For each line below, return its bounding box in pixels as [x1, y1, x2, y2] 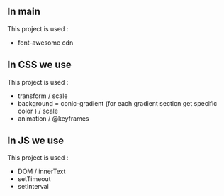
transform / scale [17, 92, 68, 100]
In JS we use [7, 135, 65, 147]
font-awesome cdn [17, 38, 74, 47]
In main [7, 6, 41, 18]
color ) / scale [17, 107, 59, 115]
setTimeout [17, 175, 51, 183]
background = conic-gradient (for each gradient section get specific [17, 99, 218, 107]
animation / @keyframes [17, 114, 89, 123]
